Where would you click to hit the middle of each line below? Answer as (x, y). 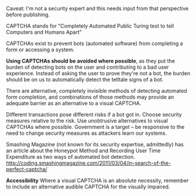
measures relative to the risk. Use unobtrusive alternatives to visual (87, 121)
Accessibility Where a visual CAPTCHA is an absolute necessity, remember (97, 181)
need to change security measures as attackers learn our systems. (87, 133)
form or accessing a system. (40, 50)
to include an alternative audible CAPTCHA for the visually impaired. (88, 187)
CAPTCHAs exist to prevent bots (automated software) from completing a (94, 43)
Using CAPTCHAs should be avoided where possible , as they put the (91, 61)
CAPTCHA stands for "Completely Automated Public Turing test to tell (90, 26)
